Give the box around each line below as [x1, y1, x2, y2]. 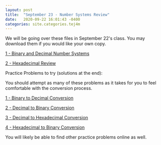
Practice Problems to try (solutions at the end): [5, 70, 103, 76]
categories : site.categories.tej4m [5, 21, 80, 27]
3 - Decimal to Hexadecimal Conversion [5, 115, 89, 121]
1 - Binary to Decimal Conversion [5, 95, 74, 101]
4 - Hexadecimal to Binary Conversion [5, 124, 85, 130]
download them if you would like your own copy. [5, 41, 106, 47]
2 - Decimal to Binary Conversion [5, 105, 74, 111]
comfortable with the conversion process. [5, 85, 93, 91]
